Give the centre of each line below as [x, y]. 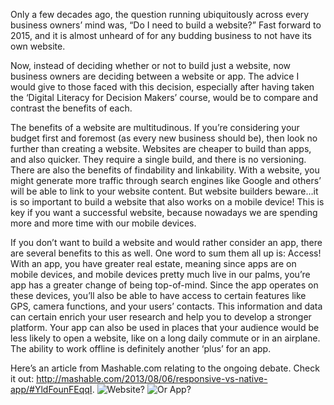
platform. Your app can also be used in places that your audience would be [165, 327]
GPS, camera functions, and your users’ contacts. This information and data [166, 306]
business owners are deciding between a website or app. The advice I [155, 76]
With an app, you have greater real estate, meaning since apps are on [153, 263]
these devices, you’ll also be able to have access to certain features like [158, 295]
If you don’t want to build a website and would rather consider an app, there [166, 242]
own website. [38, 46]
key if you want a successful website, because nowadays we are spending [164, 212]
